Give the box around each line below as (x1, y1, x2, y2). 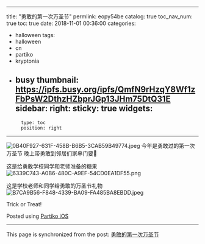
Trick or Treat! (6, 200, 42, 207)
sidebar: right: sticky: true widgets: (15, 103, 153, 114)
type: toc (21, 119, 46, 125)
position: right (21, 125, 62, 131)
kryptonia (15, 57, 40, 64)
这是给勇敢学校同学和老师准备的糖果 (6, 162, 98, 170)
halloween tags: (15, 32, 56, 38)
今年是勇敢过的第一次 (141, 142, 195, 149)
